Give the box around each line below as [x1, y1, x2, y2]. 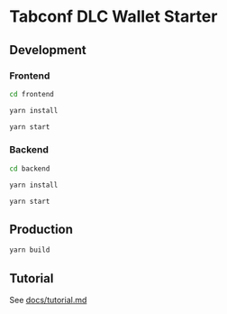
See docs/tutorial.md [9, 294, 87, 305]
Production [9, 221, 74, 236]
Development [9, 42, 87, 58]
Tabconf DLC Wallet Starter [9, 6, 218, 27]
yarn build [9, 245, 50, 254]
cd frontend [9, 89, 54, 98]
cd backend [9, 164, 50, 173]
